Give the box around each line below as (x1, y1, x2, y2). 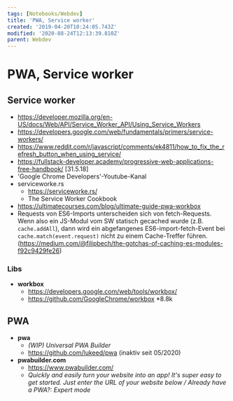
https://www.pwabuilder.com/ (27, 363, 114, 372)
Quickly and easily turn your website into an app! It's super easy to (27, 371, 222, 379)
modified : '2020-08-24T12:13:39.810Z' (7, 29, 120, 37)
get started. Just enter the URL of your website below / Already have (27, 379, 227, 387)
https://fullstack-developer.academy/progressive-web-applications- (17, 157, 214, 166)
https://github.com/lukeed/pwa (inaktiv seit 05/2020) (27, 349, 181, 357)
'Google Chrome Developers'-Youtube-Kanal (17, 172, 147, 181)
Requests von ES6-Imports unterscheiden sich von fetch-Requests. (17, 209, 212, 218)
